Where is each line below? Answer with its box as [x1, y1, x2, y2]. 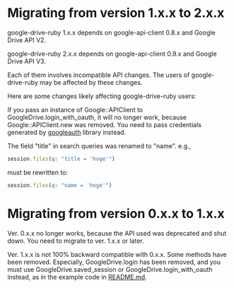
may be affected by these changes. [40, 78, 143, 86]
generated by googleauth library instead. [7, 128, 127, 136]
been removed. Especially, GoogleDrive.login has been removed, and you [7, 258, 221, 266]
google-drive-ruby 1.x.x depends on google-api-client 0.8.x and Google [7, 28, 216, 37]
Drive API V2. [7, 35, 47, 44]
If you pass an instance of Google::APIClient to [7, 105, 144, 114]
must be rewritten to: [7, 168, 69, 176]
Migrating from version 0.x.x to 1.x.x [7, 205, 225, 222]
